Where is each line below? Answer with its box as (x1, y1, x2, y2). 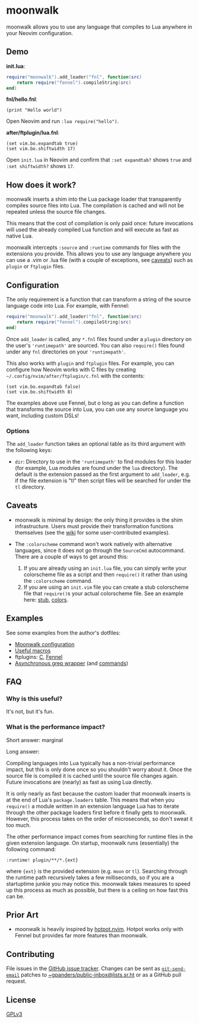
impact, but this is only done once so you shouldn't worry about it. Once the (6, 766, 192, 773)
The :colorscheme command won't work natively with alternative (14, 540, 172, 547)
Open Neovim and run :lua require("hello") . (6, 118, 119, 125)
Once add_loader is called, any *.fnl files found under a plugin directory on (6, 335, 192, 342)
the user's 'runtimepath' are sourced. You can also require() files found (6, 342, 185, 349)
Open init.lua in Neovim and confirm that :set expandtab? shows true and (6, 156, 192, 163)
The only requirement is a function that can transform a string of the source (6, 296, 191, 303)
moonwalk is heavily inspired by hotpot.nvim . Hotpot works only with (14, 926, 184, 933)
